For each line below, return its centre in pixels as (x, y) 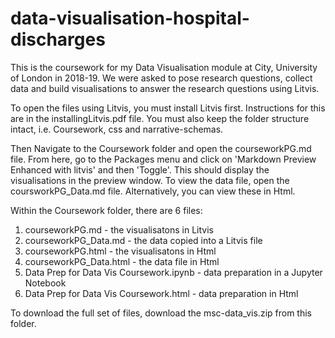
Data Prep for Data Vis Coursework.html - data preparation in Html (161, 293)
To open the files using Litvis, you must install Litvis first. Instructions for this (168, 108)
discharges (58, 39)
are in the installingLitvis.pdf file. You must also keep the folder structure (160, 118)
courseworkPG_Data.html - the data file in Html (122, 261)
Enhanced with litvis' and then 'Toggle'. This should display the (140, 169)
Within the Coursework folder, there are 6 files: (106, 210)
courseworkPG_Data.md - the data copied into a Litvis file (143, 240)
